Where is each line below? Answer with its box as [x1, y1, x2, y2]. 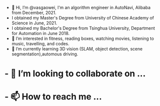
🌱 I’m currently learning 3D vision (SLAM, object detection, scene [11, 46, 143, 52]
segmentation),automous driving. [11, 51, 78, 57]
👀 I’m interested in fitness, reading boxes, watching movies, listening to [11, 35, 154, 41]
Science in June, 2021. [11, 20, 57, 26]
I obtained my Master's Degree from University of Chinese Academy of [11, 15, 154, 20]
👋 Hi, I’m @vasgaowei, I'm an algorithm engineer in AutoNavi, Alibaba [11, 5, 151, 10]
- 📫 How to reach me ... [4, 91, 102, 102]
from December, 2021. [11, 10, 57, 16]
